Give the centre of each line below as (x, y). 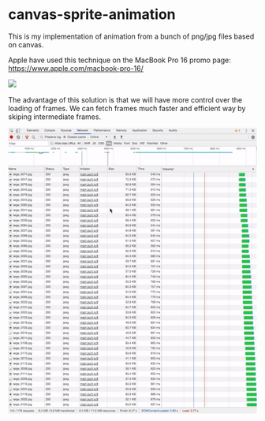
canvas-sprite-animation (92, 15)
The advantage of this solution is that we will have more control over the (125, 99)
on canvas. (26, 44)
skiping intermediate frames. (54, 117)
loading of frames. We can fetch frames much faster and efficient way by (127, 108)
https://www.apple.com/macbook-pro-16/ (76, 68)
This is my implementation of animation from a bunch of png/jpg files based (131, 36)
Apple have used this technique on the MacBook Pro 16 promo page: (119, 60)
